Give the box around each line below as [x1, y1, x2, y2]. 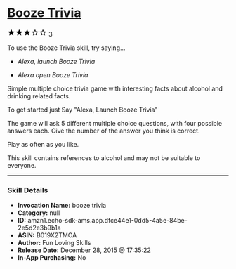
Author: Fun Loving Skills [17, 239, 91, 247]
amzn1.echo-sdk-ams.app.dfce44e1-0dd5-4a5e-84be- [27, 216, 188, 225]
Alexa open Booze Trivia [17, 70, 88, 79]
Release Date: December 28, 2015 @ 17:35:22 [17, 246, 151, 254]
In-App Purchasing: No [17, 254, 86, 262]
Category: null [17, 209, 60, 217]
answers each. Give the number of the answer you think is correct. [7, 126, 200, 135]
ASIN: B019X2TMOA [17, 231, 77, 240]
